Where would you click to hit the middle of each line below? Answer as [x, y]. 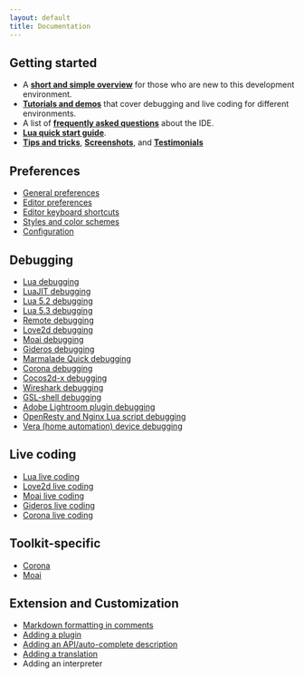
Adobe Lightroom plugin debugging [89, 407]
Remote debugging [58, 320]
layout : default [40, 18]
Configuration [48, 231]
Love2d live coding [58, 486]
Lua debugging [51, 281]
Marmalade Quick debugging [76, 358]
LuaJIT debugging [57, 291]
